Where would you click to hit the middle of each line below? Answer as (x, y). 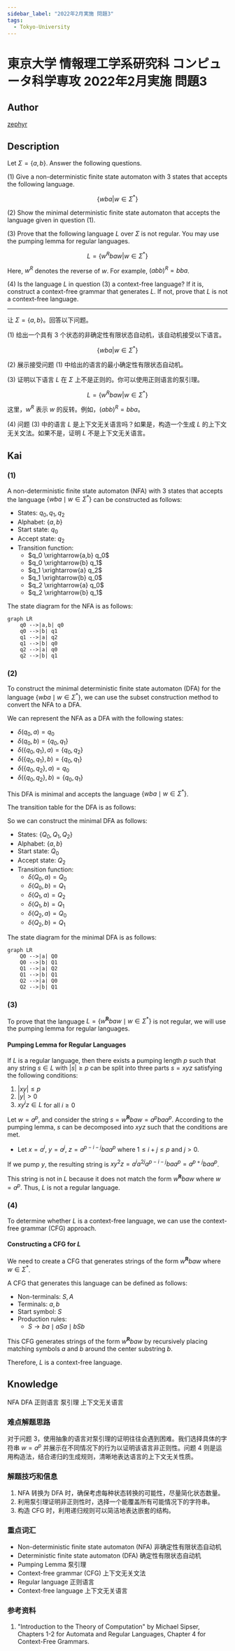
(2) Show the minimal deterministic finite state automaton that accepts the (114, 212)
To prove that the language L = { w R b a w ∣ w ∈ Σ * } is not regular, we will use (116, 1021)
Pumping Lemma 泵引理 (52, 1565)
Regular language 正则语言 (56, 1582)
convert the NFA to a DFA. (44, 705)
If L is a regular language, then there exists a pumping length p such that (112, 1060)
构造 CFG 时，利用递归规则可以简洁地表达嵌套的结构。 (96, 1511)
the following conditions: (43, 1075)
